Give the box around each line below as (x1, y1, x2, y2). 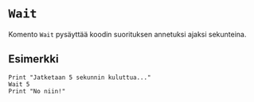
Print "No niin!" (8, 87, 66, 95)
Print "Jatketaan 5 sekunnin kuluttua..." (8, 74, 151, 81)
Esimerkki (8, 52, 59, 66)
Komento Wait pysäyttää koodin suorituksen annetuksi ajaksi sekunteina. (8, 29, 247, 39)
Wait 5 (8, 80, 30, 89)
